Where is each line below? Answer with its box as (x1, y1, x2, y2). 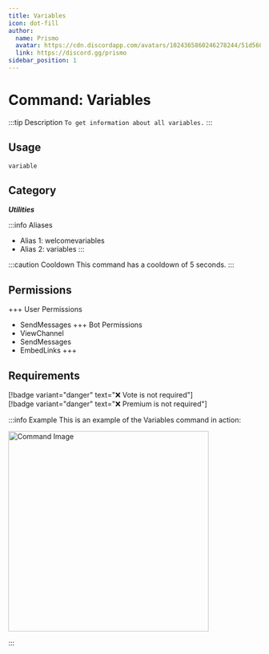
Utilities (8, 205, 34, 215)
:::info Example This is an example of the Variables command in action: (8, 415, 242, 425)
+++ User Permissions (8, 305, 82, 314)
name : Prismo (15, 34, 59, 42)
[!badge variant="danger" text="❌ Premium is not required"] (8, 399, 208, 409)
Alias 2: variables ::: (19, 244, 85, 254)
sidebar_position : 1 (8, 57, 78, 65)
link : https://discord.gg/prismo (15, 49, 127, 57)
